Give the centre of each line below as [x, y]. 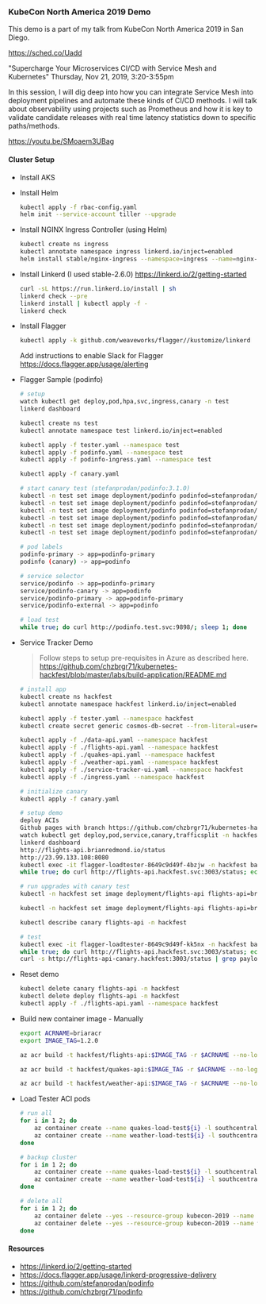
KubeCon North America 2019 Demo [80, 12]
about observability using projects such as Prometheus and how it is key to [131, 109]
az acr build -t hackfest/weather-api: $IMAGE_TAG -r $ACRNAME [124, 1084]
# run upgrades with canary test [75, 887]
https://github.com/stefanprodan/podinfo [87, 1283]
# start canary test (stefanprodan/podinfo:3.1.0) [105, 488]
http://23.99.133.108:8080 [64, 857]
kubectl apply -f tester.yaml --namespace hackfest [106, 718]
